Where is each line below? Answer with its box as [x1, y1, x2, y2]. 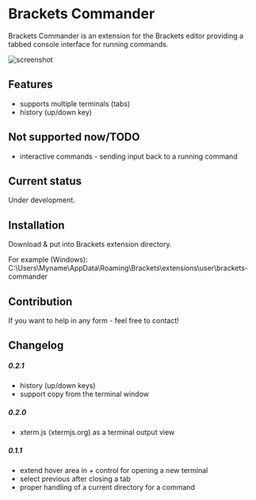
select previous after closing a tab [19, 474, 131, 484]
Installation [8, 218, 65, 232]
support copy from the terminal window [19, 390, 149, 399]
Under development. [8, 195, 75, 205]
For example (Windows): [8, 255, 89, 264]
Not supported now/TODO [8, 130, 140, 144]
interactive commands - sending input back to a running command [19, 152, 238, 161]
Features [8, 78, 53, 91]
